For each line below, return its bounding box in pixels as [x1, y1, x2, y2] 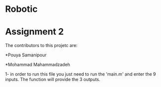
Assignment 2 [5, 26, 64, 38]
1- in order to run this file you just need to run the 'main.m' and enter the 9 [5, 71, 156, 77]
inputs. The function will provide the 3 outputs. [5, 77, 101, 83]
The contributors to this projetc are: [5, 43, 78, 48]
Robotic [5, 3, 38, 15]
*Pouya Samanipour [5, 52, 47, 58]
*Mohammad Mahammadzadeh [5, 62, 70, 68]
